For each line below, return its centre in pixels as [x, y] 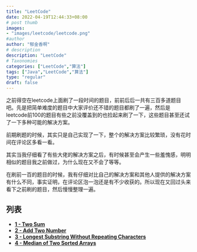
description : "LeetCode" [36, 55]
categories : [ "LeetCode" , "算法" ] [46, 66]
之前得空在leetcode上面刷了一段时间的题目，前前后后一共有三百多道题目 [94, 100]
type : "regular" [26, 77]
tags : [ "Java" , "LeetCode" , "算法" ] [47, 72]
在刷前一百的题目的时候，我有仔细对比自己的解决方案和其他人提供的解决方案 [98, 175]
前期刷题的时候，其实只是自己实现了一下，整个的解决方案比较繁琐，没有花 [96, 135]
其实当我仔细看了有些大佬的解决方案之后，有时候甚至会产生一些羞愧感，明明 [98, 155]
